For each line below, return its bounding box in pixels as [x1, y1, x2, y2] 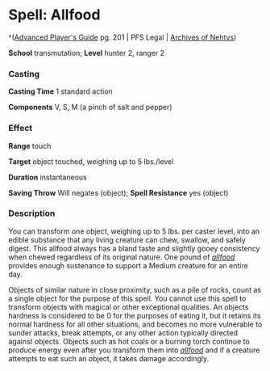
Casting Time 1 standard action [8, 86, 113, 96]
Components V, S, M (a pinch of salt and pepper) [8, 103, 172, 112]
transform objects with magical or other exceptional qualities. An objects [8, 301, 249, 312]
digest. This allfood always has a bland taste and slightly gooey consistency [8, 243, 260, 253]
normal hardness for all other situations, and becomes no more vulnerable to [8, 319, 263, 329]
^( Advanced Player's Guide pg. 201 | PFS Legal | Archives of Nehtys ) [8, 32, 237, 42]
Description [8, 208, 56, 219]
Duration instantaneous [8, 172, 87, 182]
